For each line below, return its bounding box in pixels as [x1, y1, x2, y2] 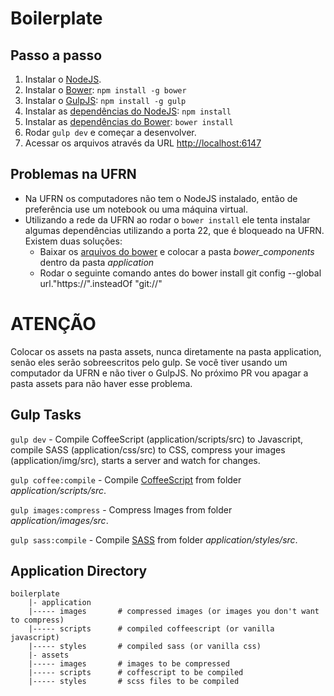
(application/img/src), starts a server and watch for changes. [10, 454, 261, 466]
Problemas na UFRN [10, 166, 137, 183]
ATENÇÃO [10, 313, 97, 335]
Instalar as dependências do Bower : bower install [24, 116, 234, 127]
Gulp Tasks [10, 407, 82, 424]
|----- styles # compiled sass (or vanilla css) [28, 642, 262, 652]
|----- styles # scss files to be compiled [28, 677, 240, 687]
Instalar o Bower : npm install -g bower [24, 84, 187, 96]
